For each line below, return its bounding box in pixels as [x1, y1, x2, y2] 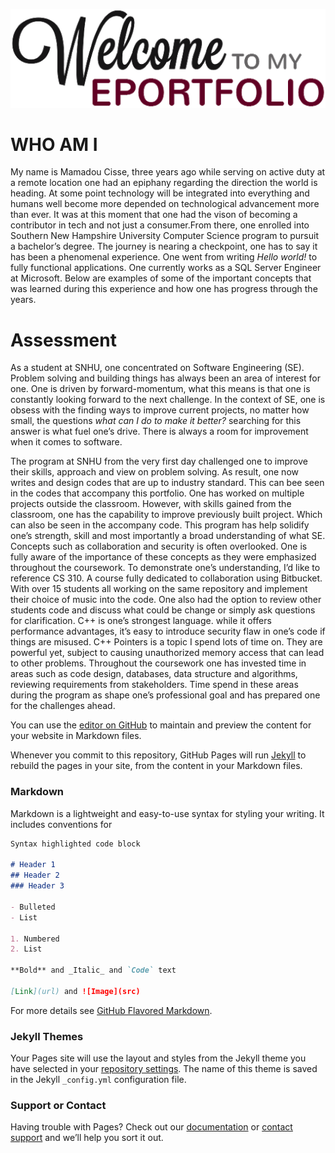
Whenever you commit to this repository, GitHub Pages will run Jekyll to [10, 749, 307, 761]
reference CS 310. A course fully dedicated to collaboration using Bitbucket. [10, 572, 323, 584]
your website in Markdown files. [10, 730, 142, 742]
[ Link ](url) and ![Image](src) [10, 986, 141, 996]
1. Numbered [10, 934, 60, 944]
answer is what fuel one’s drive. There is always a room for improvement [10, 425, 309, 438]
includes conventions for [10, 818, 113, 830]
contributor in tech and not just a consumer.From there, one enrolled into [10, 219, 310, 231]
